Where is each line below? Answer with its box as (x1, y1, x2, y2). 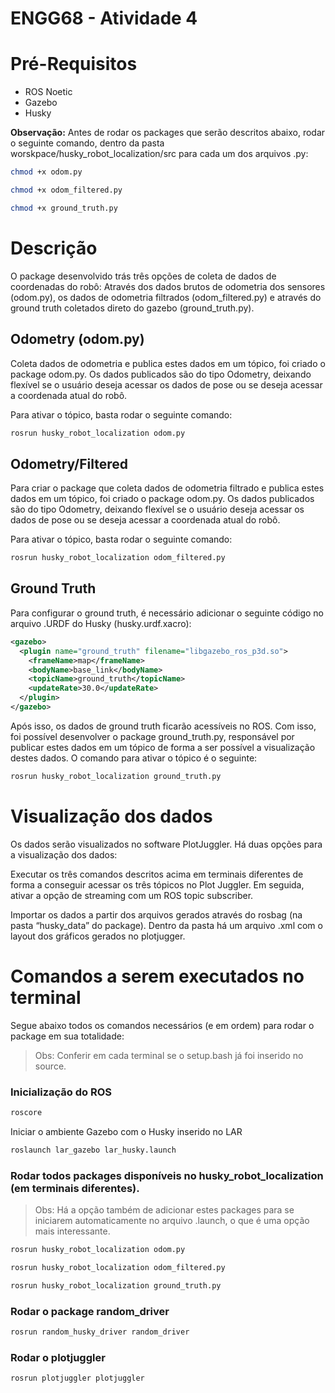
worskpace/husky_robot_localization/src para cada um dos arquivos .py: (10, 148, 309, 160)
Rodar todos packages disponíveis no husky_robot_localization (10, 1168, 324, 1182)
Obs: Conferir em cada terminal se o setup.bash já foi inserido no (34, 1049, 304, 1061)
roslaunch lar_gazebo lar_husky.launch (10, 1145, 177, 1155)
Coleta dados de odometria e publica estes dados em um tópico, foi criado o (10, 357, 326, 369)
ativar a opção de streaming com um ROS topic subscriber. (10, 889, 254, 901)
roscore (10, 1107, 43, 1117)
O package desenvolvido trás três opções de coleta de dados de (10, 270, 277, 282)
